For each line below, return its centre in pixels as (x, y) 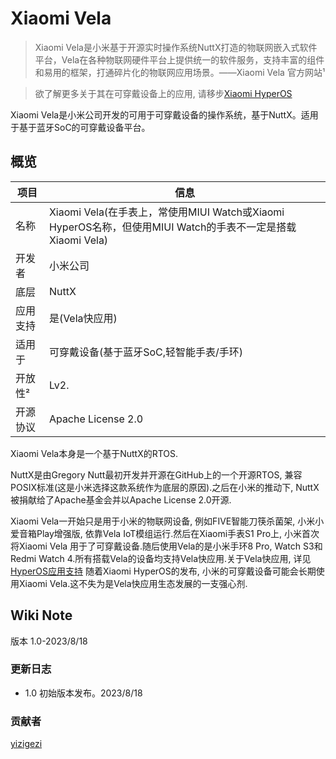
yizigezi (26, 744)
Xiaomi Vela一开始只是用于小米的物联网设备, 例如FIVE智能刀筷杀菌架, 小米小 (167, 521)
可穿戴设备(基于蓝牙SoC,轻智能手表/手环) (146, 352)
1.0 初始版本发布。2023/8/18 (83, 693)
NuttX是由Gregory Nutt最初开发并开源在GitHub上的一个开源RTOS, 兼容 (156, 474)
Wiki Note (41, 615)
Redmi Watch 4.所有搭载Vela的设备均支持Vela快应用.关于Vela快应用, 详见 (161, 558)
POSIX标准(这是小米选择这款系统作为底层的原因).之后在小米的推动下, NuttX (165, 487)
